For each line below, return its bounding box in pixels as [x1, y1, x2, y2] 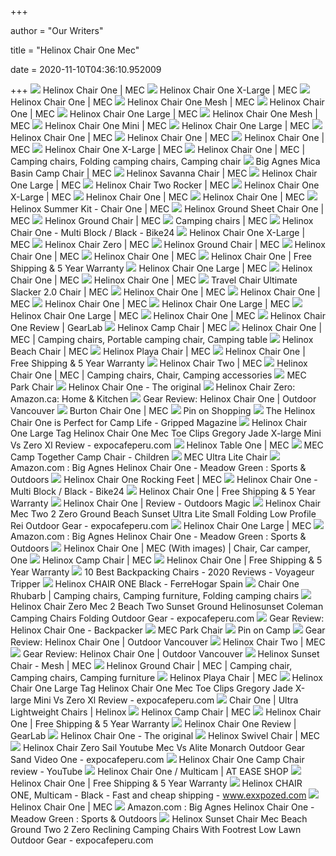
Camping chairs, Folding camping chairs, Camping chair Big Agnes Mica [10, 156, 321, 167]
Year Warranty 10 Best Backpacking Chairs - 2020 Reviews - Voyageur [10, 566, 315, 578]
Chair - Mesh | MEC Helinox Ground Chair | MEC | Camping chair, [10, 660, 293, 671]
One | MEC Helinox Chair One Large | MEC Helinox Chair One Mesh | [10, 108, 318, 120]
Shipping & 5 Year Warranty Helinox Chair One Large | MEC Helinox [10, 262, 313, 274]
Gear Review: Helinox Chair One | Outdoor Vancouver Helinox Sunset [22, 648, 320, 660]
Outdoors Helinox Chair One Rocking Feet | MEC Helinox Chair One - [10, 474, 318, 485]
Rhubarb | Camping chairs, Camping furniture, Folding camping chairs [10, 590, 300, 601]
